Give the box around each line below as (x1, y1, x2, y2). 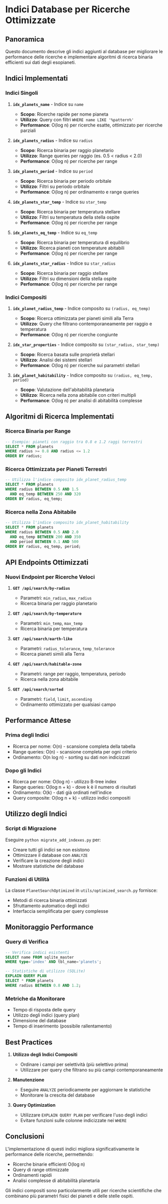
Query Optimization (12, 1102, 56, 1108)
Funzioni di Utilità (5, 875, 50, 883)
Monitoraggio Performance (5, 923, 93, 932)
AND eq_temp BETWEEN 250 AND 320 (10, 491, 81, 497)
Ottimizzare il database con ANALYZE (12, 852, 88, 858)
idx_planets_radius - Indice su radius (12, 137, 93, 143)
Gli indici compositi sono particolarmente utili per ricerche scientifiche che (5, 1187, 162, 1193)
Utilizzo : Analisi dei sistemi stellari (20, 357, 92, 363)
